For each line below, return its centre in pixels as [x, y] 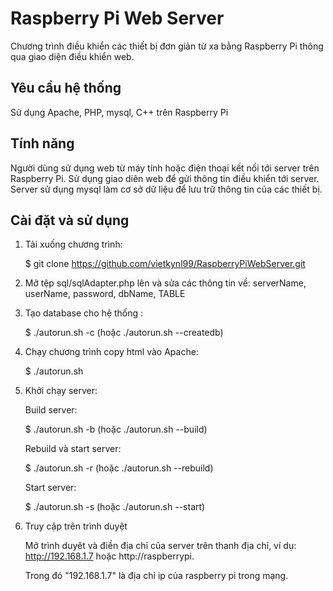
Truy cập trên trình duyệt [76, 526]
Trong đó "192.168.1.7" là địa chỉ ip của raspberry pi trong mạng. [156, 576]
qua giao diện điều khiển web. [72, 56]
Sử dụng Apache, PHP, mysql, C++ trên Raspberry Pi [119, 112]
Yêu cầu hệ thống [66, 88]
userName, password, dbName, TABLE [105, 294]
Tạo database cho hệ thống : [84, 313]
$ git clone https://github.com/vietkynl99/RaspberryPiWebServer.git [165, 264]
